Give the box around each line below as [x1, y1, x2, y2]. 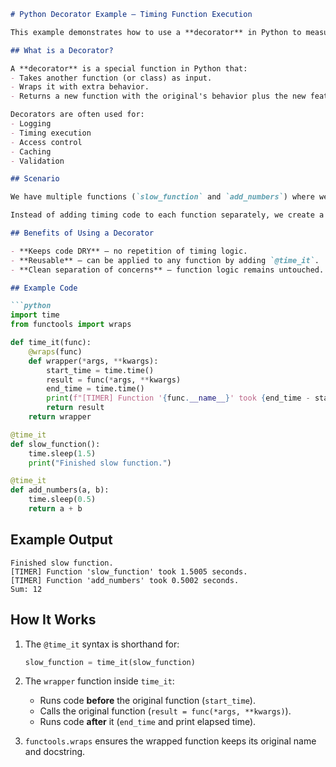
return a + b [28, 504, 83, 514]
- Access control [10, 137, 83, 147]
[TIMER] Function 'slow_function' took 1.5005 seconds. [10, 566, 248, 577]
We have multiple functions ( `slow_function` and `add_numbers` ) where [10, 192, 315, 202]
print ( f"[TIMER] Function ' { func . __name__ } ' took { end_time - [46, 393, 311, 404]
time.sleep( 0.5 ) [28, 495, 97, 505]
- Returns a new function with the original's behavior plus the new [10, 91, 307, 102]
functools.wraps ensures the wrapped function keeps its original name [24, 735, 317, 747]
